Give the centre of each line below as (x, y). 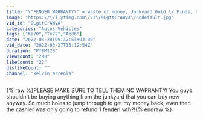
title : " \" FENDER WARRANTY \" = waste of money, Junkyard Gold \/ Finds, (100, 12)
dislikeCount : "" (28, 68)
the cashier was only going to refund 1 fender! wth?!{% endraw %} (89, 109)
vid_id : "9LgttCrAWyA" (35, 23)
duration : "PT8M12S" (32, 51)
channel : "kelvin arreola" (40, 73)
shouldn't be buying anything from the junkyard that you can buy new (93, 97)
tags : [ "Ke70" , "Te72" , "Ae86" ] (44, 34)
